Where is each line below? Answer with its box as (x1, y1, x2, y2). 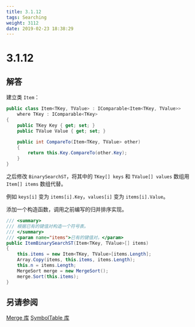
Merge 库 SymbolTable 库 (6, 314, 70, 322)
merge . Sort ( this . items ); (17, 274, 79, 280)
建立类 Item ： (6, 94, 40, 101)
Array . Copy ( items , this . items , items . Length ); (17, 257, 136, 263)
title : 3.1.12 (6, 8, 42, 15)
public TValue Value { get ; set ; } (17, 128, 106, 134)
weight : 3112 (6, 20, 39, 26)
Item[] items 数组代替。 (6, 181, 67, 187)
